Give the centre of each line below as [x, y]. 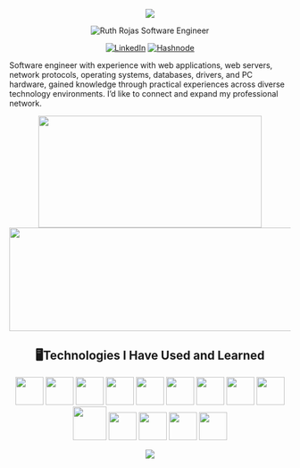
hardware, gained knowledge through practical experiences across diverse [147, 84]
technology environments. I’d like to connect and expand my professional [144, 94]
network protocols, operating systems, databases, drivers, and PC [131, 75]
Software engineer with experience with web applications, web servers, [141, 65]
